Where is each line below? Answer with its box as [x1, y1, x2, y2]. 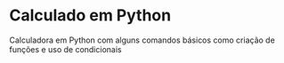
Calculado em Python [9, 5, 172, 26]
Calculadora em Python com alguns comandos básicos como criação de [9, 35, 276, 45]
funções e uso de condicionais [9, 43, 122, 54]
